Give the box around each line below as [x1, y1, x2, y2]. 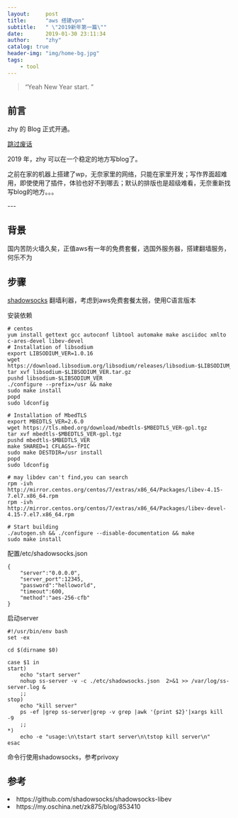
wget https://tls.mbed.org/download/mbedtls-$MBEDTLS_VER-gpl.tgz [7, 424, 208, 432]
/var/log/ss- [191, 678, 230, 685]
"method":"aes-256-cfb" [20, 594, 91, 602]
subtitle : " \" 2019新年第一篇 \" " [7, 23, 108, 30]
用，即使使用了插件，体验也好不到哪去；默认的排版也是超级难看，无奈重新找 [7, 178, 231, 188]
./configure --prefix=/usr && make [7, 381, 113, 388]
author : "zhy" [7, 37, 62, 44]
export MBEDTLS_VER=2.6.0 [7, 419, 84, 426]
